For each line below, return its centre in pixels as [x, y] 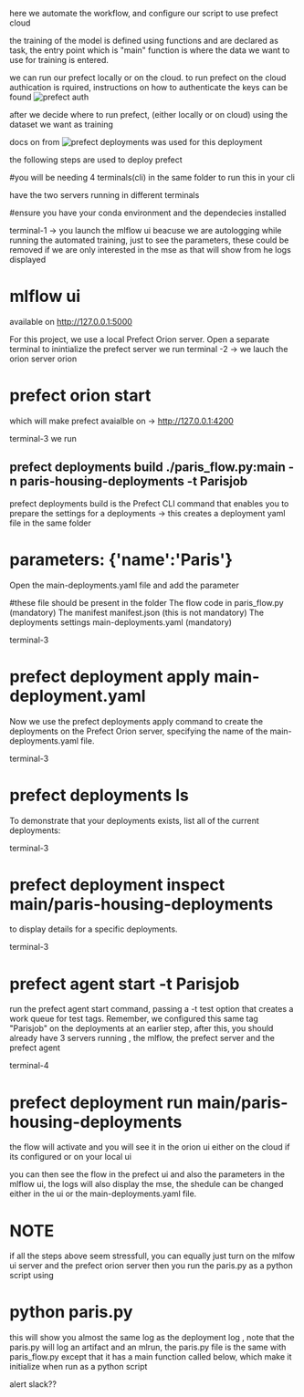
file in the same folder [50, 523]
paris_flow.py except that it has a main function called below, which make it [151, 1357]
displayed [28, 260]
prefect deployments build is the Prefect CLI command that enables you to [149, 503]
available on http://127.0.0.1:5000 [71, 321]
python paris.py [71, 1312]
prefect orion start [80, 396]
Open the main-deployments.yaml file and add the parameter [124, 585]
